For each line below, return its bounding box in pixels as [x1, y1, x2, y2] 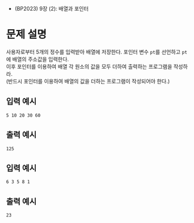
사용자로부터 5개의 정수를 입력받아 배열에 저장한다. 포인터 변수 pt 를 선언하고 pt [6, 48, 188, 55]
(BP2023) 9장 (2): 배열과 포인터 [14, 5, 89, 12]
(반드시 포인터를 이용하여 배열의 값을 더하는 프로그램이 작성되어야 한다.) [6, 77, 170, 85]
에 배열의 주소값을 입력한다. [6, 55, 69, 63]
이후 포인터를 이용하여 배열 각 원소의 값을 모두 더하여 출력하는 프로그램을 [6, 63, 172, 70]
